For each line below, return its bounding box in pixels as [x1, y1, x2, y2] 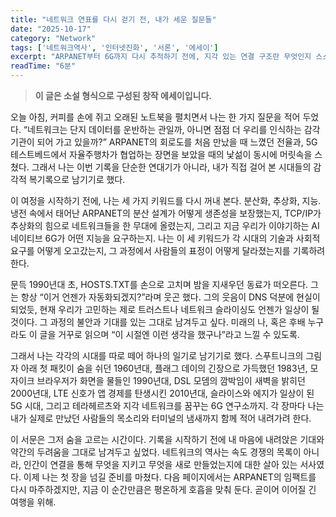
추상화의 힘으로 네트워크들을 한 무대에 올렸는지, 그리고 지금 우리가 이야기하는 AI [10, 220, 320, 231]
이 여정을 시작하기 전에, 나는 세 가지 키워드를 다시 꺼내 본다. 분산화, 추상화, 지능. [10, 195, 322, 206]
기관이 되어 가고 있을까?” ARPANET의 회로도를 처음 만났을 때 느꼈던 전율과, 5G [10, 136, 318, 148]
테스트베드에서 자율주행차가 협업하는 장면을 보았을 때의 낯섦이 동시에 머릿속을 [10, 149, 313, 160]
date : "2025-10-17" [10, 24, 92, 34]
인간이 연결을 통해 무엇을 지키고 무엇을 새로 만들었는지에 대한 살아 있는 [23, 459, 298, 470]
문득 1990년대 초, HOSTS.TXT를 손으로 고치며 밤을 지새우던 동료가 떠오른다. [10, 279, 309, 290]
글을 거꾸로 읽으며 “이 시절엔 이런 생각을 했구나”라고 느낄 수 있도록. [39, 329, 300, 340]
